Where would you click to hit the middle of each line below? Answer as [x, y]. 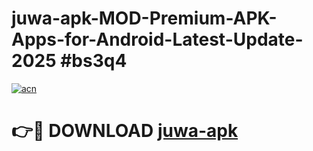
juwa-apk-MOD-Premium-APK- [144, 18]
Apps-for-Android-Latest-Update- [157, 39]
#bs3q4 [94, 61]
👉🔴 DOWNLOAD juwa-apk [125, 131]
